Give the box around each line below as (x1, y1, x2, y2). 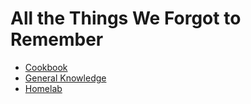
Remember (10, 28, 104, 51)
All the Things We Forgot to (10, 7, 242, 30)
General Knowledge (24, 72, 107, 84)
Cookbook (24, 61, 68, 73)
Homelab (24, 82, 63, 94)
